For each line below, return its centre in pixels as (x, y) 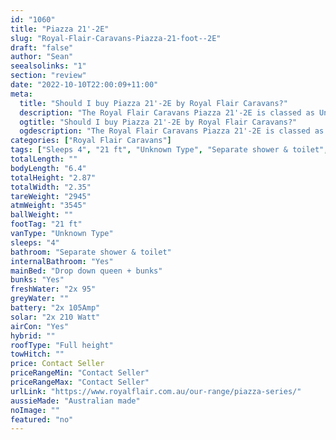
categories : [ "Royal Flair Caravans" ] (91, 141)
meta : (21, 94)
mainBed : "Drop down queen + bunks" (86, 271)
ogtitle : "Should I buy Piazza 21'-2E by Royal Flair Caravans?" (158, 122)
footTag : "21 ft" (46, 224)
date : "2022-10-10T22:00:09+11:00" (84, 85)
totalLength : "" (44, 159)
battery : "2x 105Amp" (55, 308)
